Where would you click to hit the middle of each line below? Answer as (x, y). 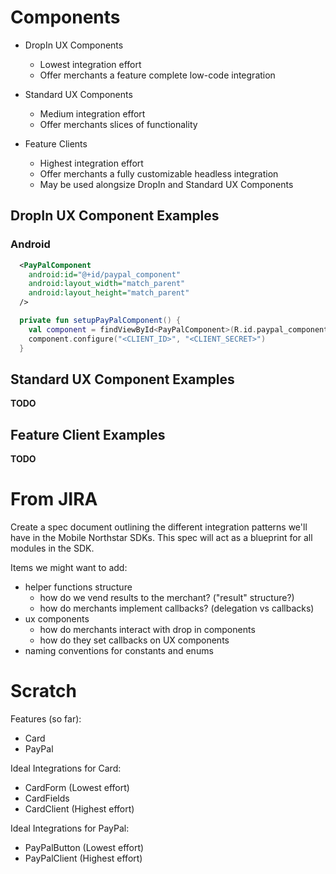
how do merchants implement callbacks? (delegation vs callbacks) (177, 608)
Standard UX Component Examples (122, 379)
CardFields (47, 798)
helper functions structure (78, 587)
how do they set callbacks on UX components (134, 640)
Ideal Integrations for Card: (66, 768)
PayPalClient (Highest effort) (83, 858)
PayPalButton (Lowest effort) (84, 847)
